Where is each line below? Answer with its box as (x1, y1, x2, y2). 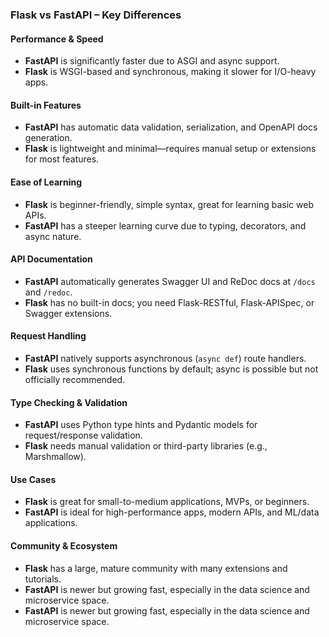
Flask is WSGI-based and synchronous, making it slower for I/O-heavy (24, 66, 317, 78)
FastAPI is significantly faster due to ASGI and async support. (24, 55, 280, 67)
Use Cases (10, 473, 57, 485)
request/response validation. (24, 429, 143, 442)
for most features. (24, 153, 100, 165)
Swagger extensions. (24, 307, 113, 319)
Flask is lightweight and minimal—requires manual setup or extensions (24, 143, 317, 155)
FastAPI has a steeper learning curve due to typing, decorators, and (24, 219, 307, 232)
